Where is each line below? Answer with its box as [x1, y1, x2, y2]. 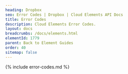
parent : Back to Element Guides [5, 41, 73, 46]
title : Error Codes [5, 17, 47, 22]
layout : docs [5, 26, 33, 31]
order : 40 [5, 45, 26, 50]
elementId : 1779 [5, 36, 39, 41]
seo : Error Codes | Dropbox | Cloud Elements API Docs [5, 12, 123, 17]
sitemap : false [5, 50, 37, 55]
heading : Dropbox [5, 7, 42, 13]
